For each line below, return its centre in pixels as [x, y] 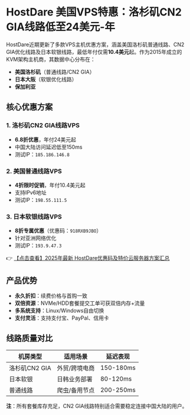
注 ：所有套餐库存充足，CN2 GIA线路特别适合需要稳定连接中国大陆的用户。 [97, 406]
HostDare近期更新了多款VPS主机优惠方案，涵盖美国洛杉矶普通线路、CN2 [95, 44]
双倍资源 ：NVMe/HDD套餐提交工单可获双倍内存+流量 [80, 303]
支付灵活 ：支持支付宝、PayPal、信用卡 [62, 318]
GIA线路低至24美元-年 [61, 27]
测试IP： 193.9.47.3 [38, 246]
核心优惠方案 [30, 107]
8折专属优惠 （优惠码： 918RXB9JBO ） [58, 231]
